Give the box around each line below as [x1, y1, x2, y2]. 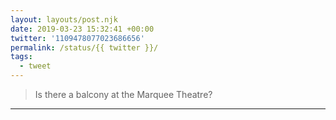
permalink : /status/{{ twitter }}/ [10, 42, 159, 53]
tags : [10, 52, 33, 62]
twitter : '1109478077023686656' [10, 33, 145, 43]
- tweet [19, 61, 52, 71]
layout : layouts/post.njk [10, 14, 118, 25]
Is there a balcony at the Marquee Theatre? [34, 89, 213, 100]
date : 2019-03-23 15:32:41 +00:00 [10, 24, 155, 34]
